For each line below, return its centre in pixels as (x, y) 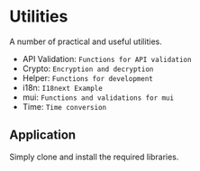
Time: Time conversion (64, 106)
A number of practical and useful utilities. (86, 41)
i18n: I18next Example (63, 87)
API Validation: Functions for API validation (107, 58)
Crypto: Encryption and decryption (88, 68)
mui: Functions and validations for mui (98, 97)
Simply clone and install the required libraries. (94, 157)
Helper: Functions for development (87, 77)
